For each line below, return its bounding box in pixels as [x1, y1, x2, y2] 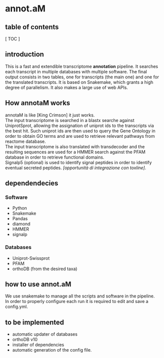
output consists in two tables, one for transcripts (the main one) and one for [5, 74, 160, 80]
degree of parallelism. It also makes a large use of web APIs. [5, 84, 128, 90]
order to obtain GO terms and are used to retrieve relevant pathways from [5, 133, 155, 139]
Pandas [12, 216, 28, 222]
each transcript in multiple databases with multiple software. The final [5, 68, 147, 74]
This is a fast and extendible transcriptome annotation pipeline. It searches [5, 63, 158, 69]
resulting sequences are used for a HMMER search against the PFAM [5, 149, 146, 155]
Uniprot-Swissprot [12, 255, 50, 261]
